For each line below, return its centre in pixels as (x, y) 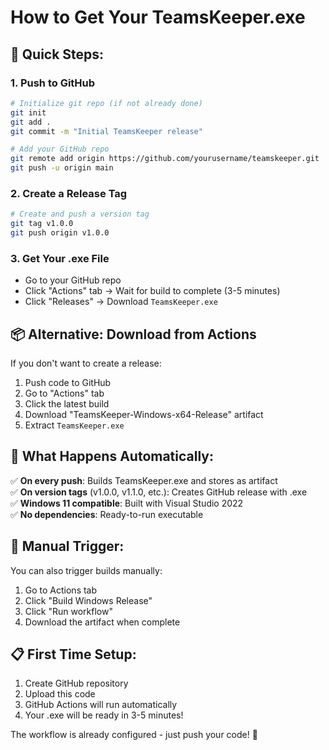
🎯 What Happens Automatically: (112, 456)
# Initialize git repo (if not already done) (106, 103)
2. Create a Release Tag (69, 193)
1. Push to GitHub (53, 83)
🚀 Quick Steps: (57, 54)
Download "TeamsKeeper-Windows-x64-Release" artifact (144, 415)
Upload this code (60, 694)
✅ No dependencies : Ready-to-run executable (107, 514)
